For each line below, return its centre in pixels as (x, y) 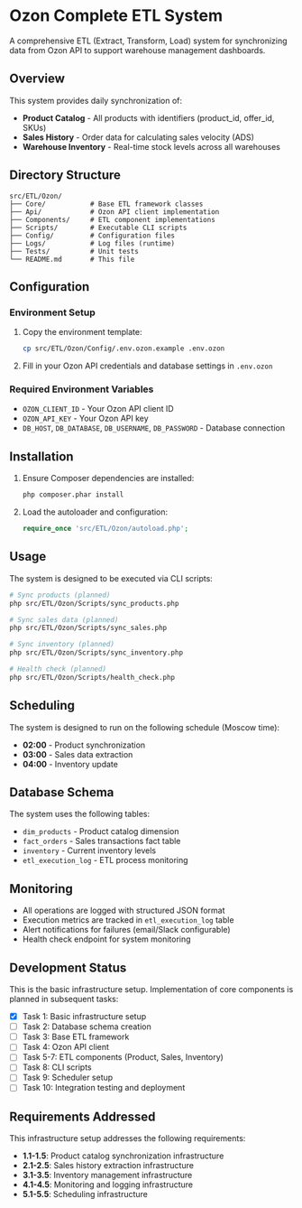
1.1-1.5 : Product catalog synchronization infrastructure (123, 1156)
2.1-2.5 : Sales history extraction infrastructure (108, 1166)
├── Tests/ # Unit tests (74, 251)
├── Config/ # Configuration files (92, 236)
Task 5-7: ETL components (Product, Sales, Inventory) (123, 1057)
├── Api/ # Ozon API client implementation (114, 212)
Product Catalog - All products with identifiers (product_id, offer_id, (148, 117)
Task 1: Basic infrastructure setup (84, 1017)
